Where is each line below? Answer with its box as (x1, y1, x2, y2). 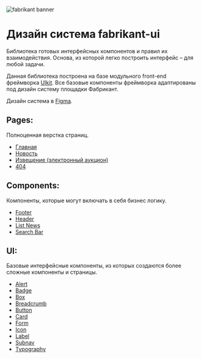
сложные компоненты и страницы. (6, 268, 98, 276)
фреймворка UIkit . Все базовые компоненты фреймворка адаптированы (6, 78, 196, 86)
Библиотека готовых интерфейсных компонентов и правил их (6, 47, 168, 55)
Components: (6, 181, 60, 191)
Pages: (6, 115, 34, 126)
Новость (15, 149, 38, 157)
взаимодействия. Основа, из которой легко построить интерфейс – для (6, 54, 194, 61)
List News (15, 221, 41, 229)
